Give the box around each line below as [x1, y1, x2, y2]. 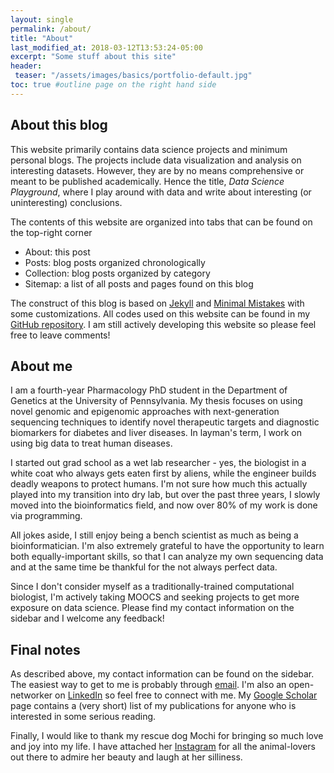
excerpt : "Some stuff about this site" [10, 52, 177, 62]
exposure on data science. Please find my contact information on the [10, 602, 295, 614]
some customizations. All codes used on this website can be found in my [10, 307, 311, 320]
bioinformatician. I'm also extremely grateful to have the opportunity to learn [10, 540, 325, 552]
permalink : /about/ [10, 24, 92, 34]
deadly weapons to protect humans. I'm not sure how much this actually [10, 478, 308, 490]
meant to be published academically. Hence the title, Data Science [10, 175, 285, 187]
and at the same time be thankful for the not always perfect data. [10, 561, 278, 573]
